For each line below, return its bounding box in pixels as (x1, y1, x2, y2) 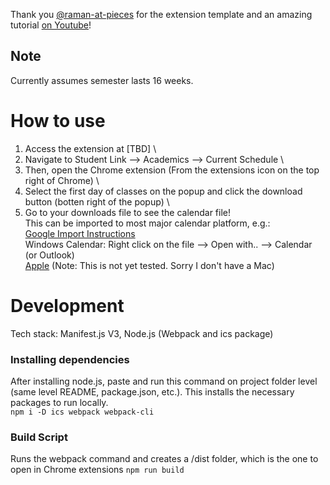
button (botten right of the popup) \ (24, 195, 170, 208)
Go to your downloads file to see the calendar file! (24, 206, 232, 218)
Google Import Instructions (24, 227, 136, 239)
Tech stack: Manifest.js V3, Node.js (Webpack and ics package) (10, 327, 274, 339)
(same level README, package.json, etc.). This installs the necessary (10, 385, 295, 398)
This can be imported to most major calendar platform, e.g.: (24, 217, 271, 229)
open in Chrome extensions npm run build (10, 464, 185, 476)
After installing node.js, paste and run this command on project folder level (10, 375, 318, 387)
